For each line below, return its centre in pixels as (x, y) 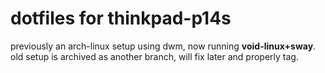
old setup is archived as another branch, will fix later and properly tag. (154, 56)
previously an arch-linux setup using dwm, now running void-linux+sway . (163, 46)
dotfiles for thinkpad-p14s (121, 18)
